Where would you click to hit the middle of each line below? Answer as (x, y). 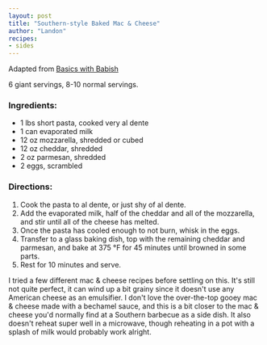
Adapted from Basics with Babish (64, 69)
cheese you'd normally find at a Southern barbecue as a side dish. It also (130, 314)
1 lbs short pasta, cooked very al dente (84, 123)
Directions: (31, 187)
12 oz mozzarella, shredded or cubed (81, 140)
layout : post (30, 16)
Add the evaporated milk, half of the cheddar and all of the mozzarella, (138, 213)
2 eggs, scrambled (51, 166)
